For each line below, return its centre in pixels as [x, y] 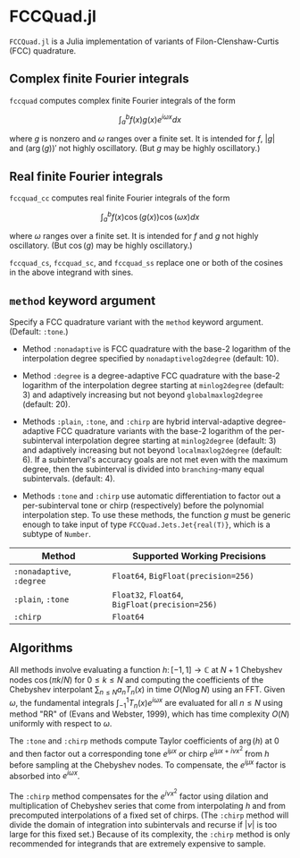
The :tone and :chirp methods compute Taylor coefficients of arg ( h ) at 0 [144, 741]
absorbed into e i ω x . [45, 775]
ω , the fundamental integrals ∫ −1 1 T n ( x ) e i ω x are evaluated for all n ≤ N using [146, 703]
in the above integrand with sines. [71, 272]
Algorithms [41, 647]
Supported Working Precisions [199, 556]
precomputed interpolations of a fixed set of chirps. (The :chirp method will [149, 815]
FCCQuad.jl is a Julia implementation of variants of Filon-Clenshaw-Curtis [144, 41]
